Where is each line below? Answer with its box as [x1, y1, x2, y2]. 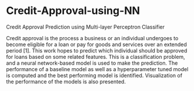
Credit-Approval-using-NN [6, 4, 140, 17]
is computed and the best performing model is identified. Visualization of [6, 72, 183, 79]
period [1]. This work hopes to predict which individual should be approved [6, 47, 188, 54]
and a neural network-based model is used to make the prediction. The [6, 60, 178, 66]
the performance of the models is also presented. [6, 78, 126, 85]
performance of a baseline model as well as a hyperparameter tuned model [6, 65, 189, 72]
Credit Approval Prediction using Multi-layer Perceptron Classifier [6, 23, 165, 30]
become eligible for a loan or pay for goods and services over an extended [6, 41, 187, 48]
